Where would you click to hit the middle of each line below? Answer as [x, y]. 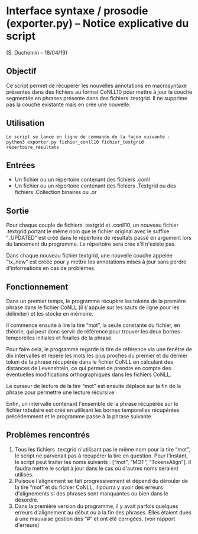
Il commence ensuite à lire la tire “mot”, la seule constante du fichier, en [93, 325]
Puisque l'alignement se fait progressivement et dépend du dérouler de [101, 481]
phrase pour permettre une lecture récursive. [61, 392]
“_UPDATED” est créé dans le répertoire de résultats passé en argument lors [99, 238]
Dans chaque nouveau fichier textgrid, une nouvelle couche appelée [89, 256]
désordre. [27, 500]
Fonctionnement [37, 287]
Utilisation [25, 123]
